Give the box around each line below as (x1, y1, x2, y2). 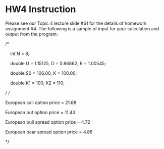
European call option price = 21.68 (5, 100, 77, 106)
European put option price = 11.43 (5, 109, 76, 115)
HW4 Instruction (5, 4, 76, 15)
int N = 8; (10, 51, 30, 57)
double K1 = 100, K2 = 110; (10, 80, 65, 86)
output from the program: (5, 31, 58, 37)
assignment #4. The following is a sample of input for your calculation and (5, 25, 159, 31)
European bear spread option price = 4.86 (5, 129, 93, 135)
